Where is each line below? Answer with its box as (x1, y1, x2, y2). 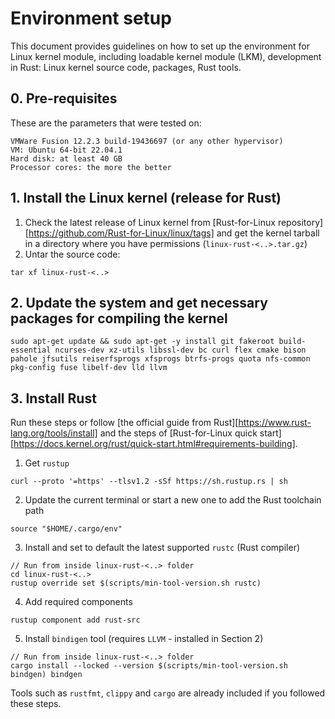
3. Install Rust (10, 390, 97, 407)
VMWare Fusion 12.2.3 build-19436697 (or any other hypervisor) (10, 136, 284, 146)
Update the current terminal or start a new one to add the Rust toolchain (24, 494, 322, 506)
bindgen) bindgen (10, 670, 83, 680)
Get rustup (24, 457, 70, 469)
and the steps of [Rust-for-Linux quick (99, 427, 258, 439)
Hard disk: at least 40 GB (10, 153, 123, 164)
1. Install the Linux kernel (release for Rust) (10, 190, 282, 207)
